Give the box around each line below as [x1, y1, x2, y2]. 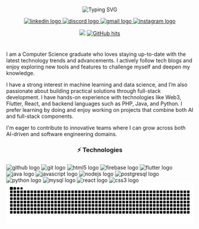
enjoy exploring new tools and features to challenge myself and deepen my [6, 63, 190, 71]
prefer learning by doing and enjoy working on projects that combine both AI [6, 106, 194, 114]
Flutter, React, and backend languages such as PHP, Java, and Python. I [6, 100, 182, 107]
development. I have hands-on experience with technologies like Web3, [6, 94, 181, 101]
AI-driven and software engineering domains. [6, 131, 118, 138]
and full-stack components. [6, 113, 74, 120]
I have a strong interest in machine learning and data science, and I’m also [6, 81, 188, 89]
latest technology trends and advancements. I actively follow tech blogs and [6, 57, 193, 64]
